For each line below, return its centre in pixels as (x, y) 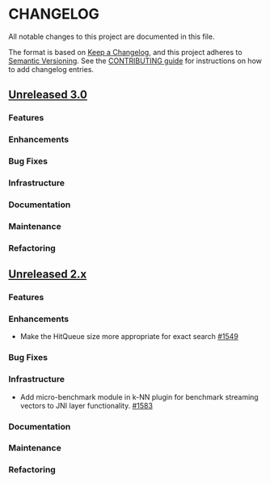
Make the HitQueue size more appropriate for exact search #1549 (129, 337)
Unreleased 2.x (48, 275)
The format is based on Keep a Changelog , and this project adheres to (125, 52)
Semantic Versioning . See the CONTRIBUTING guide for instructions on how (135, 61)
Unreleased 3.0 (48, 95)
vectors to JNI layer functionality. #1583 (86, 405)
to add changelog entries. (51, 69)
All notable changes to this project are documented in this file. (112, 36)
